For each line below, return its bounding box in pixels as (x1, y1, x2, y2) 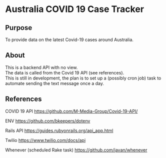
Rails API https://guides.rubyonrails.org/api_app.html (5, 127, 113, 133)
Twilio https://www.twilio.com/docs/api (5, 137, 86, 143)
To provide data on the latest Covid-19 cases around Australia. (5, 36, 134, 42)
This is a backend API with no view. (5, 64, 78, 70)
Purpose (5, 23, 32, 32)
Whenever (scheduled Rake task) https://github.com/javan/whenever (5, 146, 147, 153)
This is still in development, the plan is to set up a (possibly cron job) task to (5, 75, 161, 81)
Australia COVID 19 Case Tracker (5, 3, 144, 15)
